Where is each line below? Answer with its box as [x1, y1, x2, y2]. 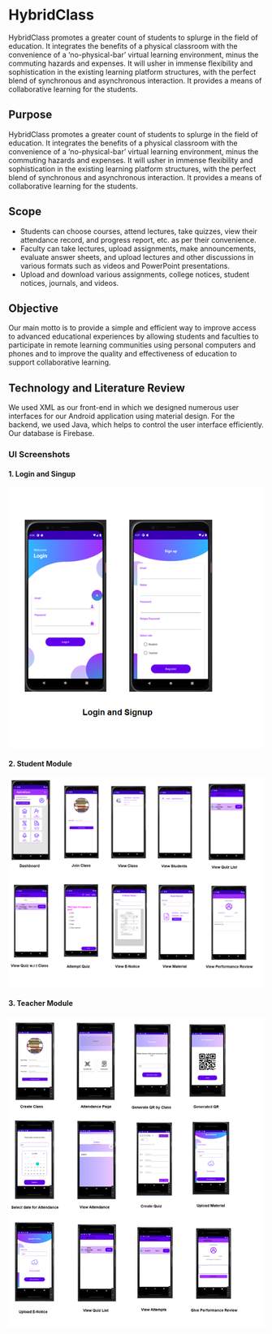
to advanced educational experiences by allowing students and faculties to [8, 331, 259, 342]
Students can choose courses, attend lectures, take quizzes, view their [19, 226, 258, 236]
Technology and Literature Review [8, 381, 185, 395]
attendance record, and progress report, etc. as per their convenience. [19, 235, 257, 244]
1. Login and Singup [8, 468, 76, 478]
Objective [8, 301, 59, 315]
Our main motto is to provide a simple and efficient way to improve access [8, 323, 257, 333]
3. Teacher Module [8, 999, 73, 1008]
